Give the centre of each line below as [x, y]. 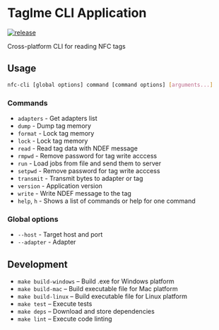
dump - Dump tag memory [54, 126]
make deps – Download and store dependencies [86, 312]
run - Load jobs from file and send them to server [89, 163]
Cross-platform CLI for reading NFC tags [66, 46]
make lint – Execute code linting [65, 319]
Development [38, 264]
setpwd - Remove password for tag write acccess [89, 170]
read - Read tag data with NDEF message [77, 148]
